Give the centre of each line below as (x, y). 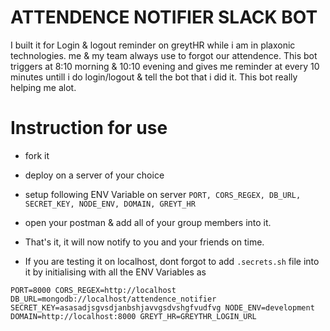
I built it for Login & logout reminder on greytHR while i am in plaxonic (153, 45)
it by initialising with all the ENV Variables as (115, 272)
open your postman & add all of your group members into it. (148, 222)
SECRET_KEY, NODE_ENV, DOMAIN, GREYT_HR (110, 204)
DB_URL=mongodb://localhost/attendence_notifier (113, 299)
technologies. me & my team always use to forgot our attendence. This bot (164, 55)
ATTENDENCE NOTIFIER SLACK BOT (164, 17)
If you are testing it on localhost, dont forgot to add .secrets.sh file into (172, 261)
